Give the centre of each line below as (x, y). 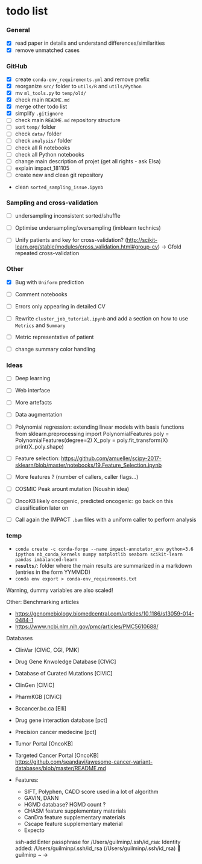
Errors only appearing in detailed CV (60, 306)
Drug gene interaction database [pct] (61, 720)
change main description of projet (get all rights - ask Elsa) (88, 161)
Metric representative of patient (54, 337)
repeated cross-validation (47, 253)
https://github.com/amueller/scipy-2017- (111, 458)
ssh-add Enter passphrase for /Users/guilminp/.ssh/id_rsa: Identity (98, 842)
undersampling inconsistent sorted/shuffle (68, 216)
